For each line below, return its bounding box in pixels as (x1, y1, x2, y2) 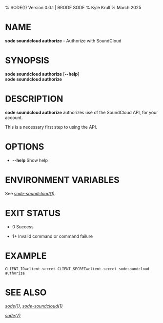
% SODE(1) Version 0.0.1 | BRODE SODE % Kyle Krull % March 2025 (5, 5, 142, 10)
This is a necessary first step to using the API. (5, 124, 98, 130)
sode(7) (5, 312, 21, 318)
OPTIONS (5, 141, 44, 152)
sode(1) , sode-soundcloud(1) (5, 303, 63, 309)
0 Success (12, 223, 34, 229)
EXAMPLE (5, 250, 47, 261)
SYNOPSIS (5, 55, 50, 66)
